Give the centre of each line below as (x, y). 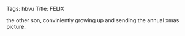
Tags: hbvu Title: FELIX (35, 9)
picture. (16, 27)
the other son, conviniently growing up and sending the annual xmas (93, 20)
